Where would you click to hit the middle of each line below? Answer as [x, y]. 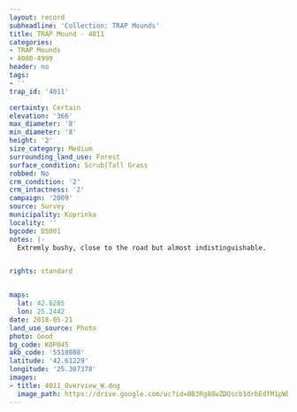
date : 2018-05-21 [41, 320]
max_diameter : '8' [43, 124]
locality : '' [33, 222]
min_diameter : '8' [43, 132]
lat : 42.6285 [41, 303]
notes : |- [27, 239]
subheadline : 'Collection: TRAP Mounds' [85, 26]
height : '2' [31, 141]
